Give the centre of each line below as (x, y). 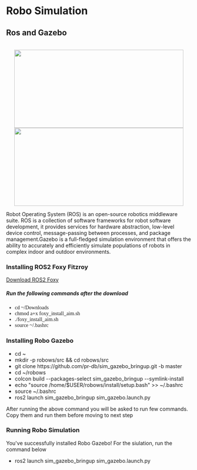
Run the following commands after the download (67, 293)
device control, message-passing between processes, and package (88, 233)
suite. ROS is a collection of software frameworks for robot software (89, 220)
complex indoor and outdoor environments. (59, 252)
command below (26, 449)
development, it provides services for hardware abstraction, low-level (90, 227)
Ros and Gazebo (36, 33)
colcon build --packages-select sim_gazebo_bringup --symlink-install (99, 379)
